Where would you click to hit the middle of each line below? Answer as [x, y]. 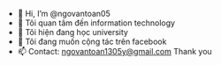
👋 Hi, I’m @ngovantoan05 [64, 14]
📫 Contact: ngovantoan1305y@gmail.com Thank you [114, 51]
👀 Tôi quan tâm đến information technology [96, 23]
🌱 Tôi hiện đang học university [72, 32]
